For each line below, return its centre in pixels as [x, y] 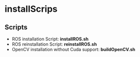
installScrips [31, 9]
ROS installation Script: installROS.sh [50, 39]
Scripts [16, 27]
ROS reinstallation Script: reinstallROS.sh [54, 44]
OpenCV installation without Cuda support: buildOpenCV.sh [73, 49]
